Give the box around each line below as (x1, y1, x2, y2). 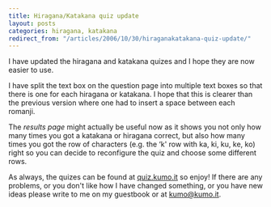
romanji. (8, 107, 36, 116)
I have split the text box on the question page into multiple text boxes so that (8, 81, 263, 91)
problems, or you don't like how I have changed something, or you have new (8, 181, 263, 191)
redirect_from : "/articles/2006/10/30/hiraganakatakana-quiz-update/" (8, 34, 252, 43)
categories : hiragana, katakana (8, 27, 117, 35)
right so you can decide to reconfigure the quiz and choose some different (8, 148, 257, 158)
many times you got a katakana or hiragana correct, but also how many (8, 131, 245, 141)
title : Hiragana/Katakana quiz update (8, 11, 139, 20)
